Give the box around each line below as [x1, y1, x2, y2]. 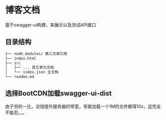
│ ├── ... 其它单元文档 [5, 65, 55, 70]
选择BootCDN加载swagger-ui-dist [5, 89, 112, 98]
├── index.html [5, 56, 37, 61]
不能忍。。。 [5, 110, 27, 116]
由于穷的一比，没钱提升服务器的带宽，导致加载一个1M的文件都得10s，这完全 [5, 103, 161, 109]
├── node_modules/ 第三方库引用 [5, 51, 68, 56]
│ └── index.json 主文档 [5, 70, 58, 75]
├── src [5, 60, 21, 65]
